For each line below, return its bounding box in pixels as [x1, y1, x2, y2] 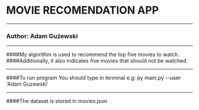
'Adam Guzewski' [6, 80, 49, 88]
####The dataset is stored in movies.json [6, 98, 108, 105]
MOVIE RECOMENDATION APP [6, 4, 159, 17]
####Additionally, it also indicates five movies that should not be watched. [6, 57, 188, 64]
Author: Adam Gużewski [6, 32, 78, 40]
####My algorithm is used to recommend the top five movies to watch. [6, 51, 179, 58]
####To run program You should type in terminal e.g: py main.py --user [6, 75, 181, 82]
